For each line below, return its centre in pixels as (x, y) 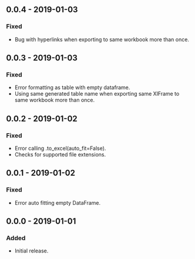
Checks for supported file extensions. (60, 155)
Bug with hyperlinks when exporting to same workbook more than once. (102, 39)
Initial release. (31, 251)
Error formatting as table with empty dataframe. (72, 87)
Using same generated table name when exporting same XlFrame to (97, 94)
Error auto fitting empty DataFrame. (58, 202)
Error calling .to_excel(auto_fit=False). (60, 148)
